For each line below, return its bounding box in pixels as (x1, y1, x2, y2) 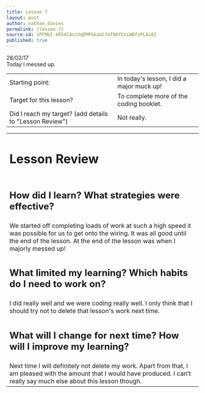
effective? (9, 200, 55, 212)
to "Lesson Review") (9, 117, 68, 125)
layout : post (6, 15, 40, 21)
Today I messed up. (6, 61, 56, 68)
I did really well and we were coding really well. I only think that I (9, 299, 193, 307)
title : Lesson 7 (6, 9, 48, 15)
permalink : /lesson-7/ (6, 26, 64, 32)
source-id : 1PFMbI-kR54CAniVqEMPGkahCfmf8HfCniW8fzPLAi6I (6, 32, 157, 38)
